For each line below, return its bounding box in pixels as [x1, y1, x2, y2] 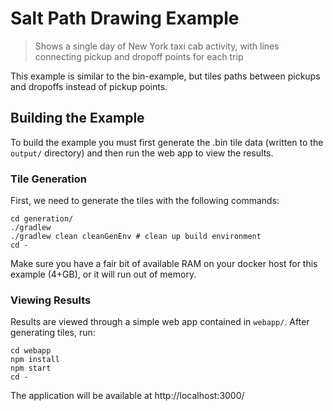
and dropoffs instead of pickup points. [10, 80, 168, 92]
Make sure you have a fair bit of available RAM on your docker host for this [10, 258, 318, 270]
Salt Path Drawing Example [10, 7, 240, 30]
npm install [10, 355, 60, 365]
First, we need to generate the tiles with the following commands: [10, 195, 280, 207]
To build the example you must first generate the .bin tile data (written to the [10, 136, 324, 148]
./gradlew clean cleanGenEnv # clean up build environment [10, 232, 262, 242]
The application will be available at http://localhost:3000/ [10, 390, 245, 402]
